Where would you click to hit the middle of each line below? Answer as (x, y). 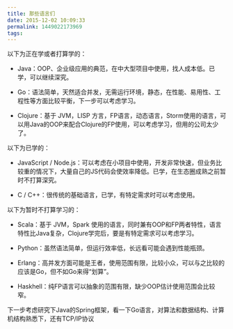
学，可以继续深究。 (45, 77)
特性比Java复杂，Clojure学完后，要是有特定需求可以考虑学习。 (107, 234)
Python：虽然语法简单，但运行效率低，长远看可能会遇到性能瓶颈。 (113, 248)
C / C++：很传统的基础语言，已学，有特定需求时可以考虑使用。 (108, 195)
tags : (15, 33)
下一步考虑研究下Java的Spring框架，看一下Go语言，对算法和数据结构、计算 (116, 310)
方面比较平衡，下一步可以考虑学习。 (88, 101)
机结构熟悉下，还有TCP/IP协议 (51, 319)
